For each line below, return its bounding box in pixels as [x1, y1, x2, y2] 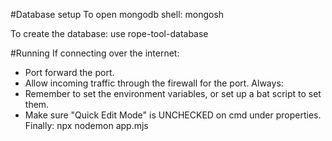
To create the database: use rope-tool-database [10, 28, 209, 39]
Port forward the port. [24, 67, 115, 78]
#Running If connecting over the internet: [10, 47, 180, 59]
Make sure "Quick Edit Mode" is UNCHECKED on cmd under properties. [24, 109, 322, 121]
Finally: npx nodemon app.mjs [24, 120, 149, 131]
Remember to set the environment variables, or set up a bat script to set [24, 88, 322, 99]
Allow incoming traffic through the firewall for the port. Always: [24, 77, 284, 89]
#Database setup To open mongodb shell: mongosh [10, 9, 225, 20]
